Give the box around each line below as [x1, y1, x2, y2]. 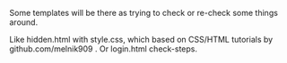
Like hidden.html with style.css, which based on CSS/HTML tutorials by [9, 35, 274, 44]
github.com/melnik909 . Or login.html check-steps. [9, 43, 198, 54]
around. [9, 17, 39, 28]
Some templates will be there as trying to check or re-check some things [9, 8, 278, 18]
